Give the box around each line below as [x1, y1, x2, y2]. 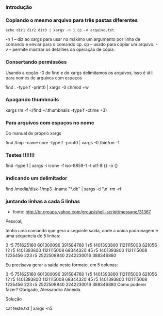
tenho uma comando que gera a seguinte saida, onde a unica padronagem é [5, 228, 158, 233]
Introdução [5, 4, 32, 11]
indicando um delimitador [5, 175, 67, 181]
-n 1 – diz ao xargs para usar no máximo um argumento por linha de [5, 36, 140, 42]
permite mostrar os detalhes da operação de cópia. [12, 46, 115, 52]
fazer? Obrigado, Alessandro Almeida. [5, 287, 81, 292]
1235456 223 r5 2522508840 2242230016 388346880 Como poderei [5, 282, 146, 287]
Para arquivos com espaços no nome [5, 119, 94, 126]
